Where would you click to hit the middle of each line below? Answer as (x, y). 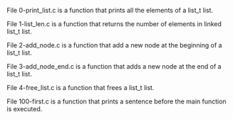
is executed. (25, 109)
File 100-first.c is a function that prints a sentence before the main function (116, 101)
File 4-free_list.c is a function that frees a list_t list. (81, 87)
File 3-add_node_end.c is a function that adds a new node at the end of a (114, 66)
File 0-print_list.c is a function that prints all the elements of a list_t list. (110, 10)
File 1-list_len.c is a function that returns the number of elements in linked (114, 24)
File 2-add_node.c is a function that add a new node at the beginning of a (114, 45)
